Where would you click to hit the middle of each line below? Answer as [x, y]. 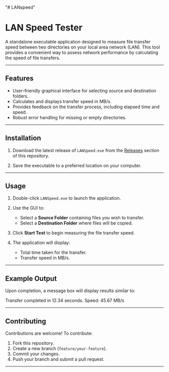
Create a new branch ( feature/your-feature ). [60, 348]
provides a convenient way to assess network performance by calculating [82, 52]
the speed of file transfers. [33, 58]
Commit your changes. [36, 354]
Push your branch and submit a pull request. [58, 359]
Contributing [26, 321]
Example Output [31, 278]
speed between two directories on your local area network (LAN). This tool [82, 47]
